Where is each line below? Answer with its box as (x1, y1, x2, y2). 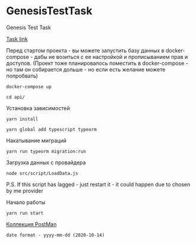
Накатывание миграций (6, 137, 67, 144)
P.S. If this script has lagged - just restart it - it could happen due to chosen (6, 180, 191, 188)
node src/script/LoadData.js (6, 170, 78, 176)
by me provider (6, 187, 43, 194)
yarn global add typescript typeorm (6, 126, 97, 132)
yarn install (6, 116, 39, 122)
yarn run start (6, 210, 44, 216)
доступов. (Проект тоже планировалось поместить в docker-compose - (6, 60, 188, 67)
